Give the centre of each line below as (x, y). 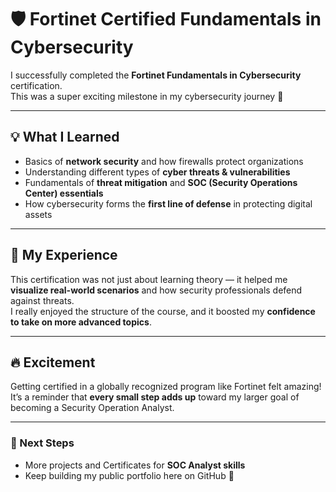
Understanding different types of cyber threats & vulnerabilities (157, 172)
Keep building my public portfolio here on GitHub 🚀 (129, 475)
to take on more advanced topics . (81, 322)
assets (38, 214)
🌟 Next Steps (42, 443)
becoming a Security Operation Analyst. (92, 408)
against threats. (42, 300)
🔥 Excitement (53, 362)
